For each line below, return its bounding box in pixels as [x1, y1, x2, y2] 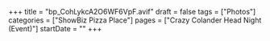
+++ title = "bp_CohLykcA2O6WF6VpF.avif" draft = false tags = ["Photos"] [8, 7, 256, 16]
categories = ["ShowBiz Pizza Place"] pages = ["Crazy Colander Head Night [8, 15, 262, 25]
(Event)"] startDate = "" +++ [8, 24, 102, 33]
